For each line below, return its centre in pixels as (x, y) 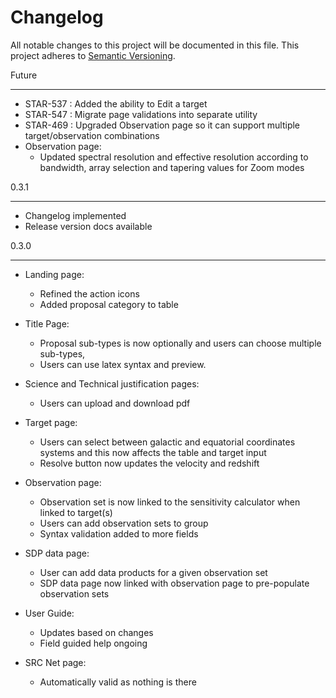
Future (24, 75)
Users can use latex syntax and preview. (123, 364)
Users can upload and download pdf (115, 403)
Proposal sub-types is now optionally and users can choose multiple (180, 343)
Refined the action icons (89, 293)
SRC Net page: (55, 662)
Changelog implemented (75, 215)
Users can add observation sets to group (124, 523)
